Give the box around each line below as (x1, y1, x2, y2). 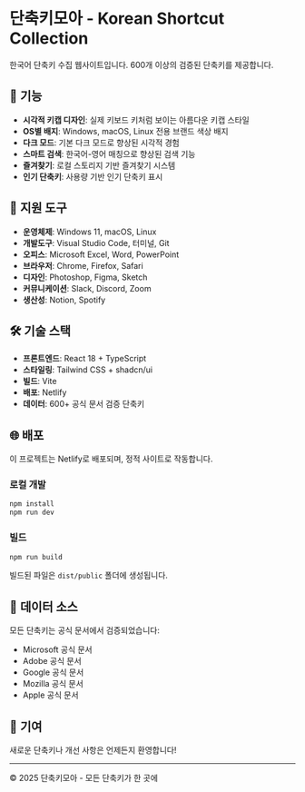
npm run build (9, 552, 64, 561)
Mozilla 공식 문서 (22, 678, 84, 689)
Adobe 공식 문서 (22, 656, 82, 667)
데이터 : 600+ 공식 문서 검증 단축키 (22, 399, 145, 410)
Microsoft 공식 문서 (22, 644, 93, 655)
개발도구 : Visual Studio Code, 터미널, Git (22, 237, 170, 248)
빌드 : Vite (22, 376, 57, 387)
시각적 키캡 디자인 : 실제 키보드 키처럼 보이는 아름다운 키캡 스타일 (22, 114, 250, 125)
